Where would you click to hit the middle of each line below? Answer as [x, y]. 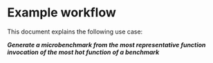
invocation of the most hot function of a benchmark [83, 52]
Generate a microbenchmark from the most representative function [106, 45]
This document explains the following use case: [75, 32]
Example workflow [62, 13]
